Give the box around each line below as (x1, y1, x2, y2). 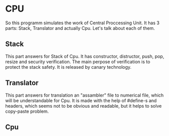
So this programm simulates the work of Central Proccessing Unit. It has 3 (5, 20, 160, 26)
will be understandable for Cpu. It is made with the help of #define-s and (5, 97, 157, 104)
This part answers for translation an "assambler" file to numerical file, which (5, 92, 164, 98)
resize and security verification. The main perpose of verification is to (5, 59, 150, 65)
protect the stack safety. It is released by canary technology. (5, 64, 132, 70)
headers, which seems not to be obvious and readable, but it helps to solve (5, 103, 162, 109)
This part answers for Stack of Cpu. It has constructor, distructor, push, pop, (5, 53, 164, 59)
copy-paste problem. (5, 108, 49, 114)
